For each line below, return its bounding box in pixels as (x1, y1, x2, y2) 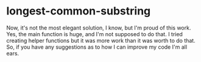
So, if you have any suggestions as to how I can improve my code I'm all (6, 43, 188, 51)
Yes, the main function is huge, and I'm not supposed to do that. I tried (6, 30, 183, 37)
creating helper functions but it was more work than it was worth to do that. (6, 37, 196, 44)
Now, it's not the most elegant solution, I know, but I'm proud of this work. (6, 24, 191, 31)
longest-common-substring (6, 4, 151, 18)
